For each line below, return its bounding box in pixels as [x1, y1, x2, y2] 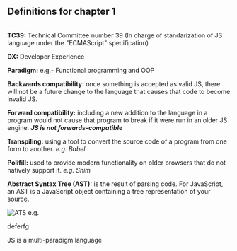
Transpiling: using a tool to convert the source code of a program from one [7, 137, 228, 146]
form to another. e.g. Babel [7, 145, 86, 153]
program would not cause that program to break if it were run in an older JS [7, 116, 228, 124]
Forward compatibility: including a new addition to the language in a [7, 109, 208, 117]
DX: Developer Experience [7, 52, 85, 61]
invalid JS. [7, 95, 37, 103]
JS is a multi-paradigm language [7, 236, 103, 244]
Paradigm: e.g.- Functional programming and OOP [7, 66, 155, 74]
